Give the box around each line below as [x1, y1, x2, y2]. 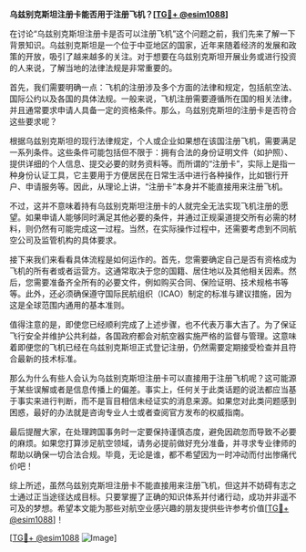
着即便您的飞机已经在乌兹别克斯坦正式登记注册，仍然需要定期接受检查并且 [9, 342, 289, 352]
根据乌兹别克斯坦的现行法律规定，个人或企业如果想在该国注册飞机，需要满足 [9, 136, 297, 146]
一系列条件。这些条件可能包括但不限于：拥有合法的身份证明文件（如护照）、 [9, 147, 293, 158]
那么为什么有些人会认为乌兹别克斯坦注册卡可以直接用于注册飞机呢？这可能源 [9, 373, 297, 383]
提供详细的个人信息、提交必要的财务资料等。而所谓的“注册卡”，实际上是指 [9, 159, 289, 169]
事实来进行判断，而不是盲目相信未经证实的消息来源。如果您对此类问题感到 [16, 396, 297, 406]
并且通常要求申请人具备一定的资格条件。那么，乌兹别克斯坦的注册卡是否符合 [9, 105, 297, 115]
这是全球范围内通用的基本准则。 [9, 300, 129, 310]
